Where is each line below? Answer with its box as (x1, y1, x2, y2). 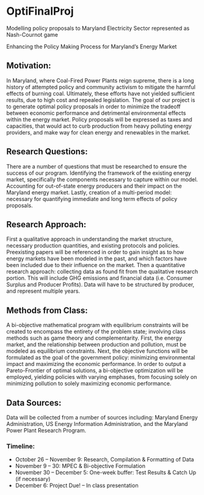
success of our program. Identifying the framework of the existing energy (6, 169, 191, 177)
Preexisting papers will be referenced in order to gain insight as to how (6, 249, 184, 256)
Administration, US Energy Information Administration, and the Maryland (6, 420, 188, 427)
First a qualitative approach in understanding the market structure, (6, 235, 173, 243)
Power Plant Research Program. (6, 427, 87, 434)
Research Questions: (6, 147, 88, 157)
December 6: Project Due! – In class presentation (15, 482, 139, 490)
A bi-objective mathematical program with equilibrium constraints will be (6, 321, 189, 329)
